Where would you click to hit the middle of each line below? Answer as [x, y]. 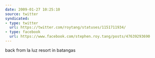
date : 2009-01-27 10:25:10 [33, 9]
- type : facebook [23, 32]
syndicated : [17, 18]
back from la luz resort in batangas [40, 50]
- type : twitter [22, 23]
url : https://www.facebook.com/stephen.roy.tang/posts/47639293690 [80, 37]
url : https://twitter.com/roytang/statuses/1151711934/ [68, 28]
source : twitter [22, 14]
